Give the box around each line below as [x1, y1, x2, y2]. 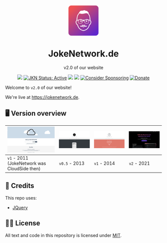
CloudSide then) [7, 166, 41, 172]
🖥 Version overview [5, 109, 67, 118]
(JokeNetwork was [7, 160, 46, 167]
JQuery [12, 205, 28, 211]
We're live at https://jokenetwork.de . [5, 94, 80, 100]
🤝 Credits [5, 182, 35, 190]
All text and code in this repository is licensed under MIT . [5, 232, 122, 238]
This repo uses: [5, 195, 37, 201]
